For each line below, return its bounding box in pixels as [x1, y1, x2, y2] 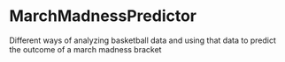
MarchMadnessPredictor [9, 6, 197, 26]
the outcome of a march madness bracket [9, 44, 162, 54]
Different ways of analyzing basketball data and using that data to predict [9, 35, 277, 45]
